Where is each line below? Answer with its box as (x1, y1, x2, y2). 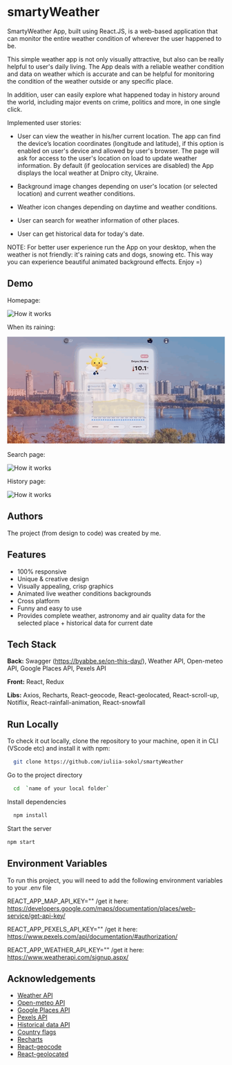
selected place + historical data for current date (17, 619, 153, 627)
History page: (7, 478, 46, 486)
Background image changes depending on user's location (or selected (17, 182, 217, 190)
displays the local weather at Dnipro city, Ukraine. (17, 169, 159, 177)
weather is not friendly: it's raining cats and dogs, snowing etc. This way (7, 250, 213, 258)
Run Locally (7, 718, 59, 730)
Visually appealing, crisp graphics (17, 582, 114, 590)
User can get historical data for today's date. (17, 229, 145, 238)
